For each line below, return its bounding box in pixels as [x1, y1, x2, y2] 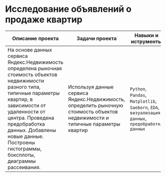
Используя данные [68, 83, 114, 90]
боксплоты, [7, 151, 36, 158]
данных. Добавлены [7, 127, 56, 133]
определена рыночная [7, 65, 62, 72]
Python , [130, 85, 147, 92]
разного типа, [7, 83, 41, 90]
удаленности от [7, 108, 45, 115]
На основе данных [7, 46, 52, 53]
